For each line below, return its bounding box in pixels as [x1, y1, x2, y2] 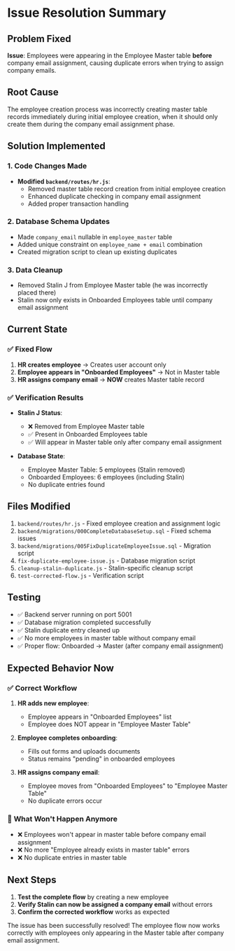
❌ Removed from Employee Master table [27, 422, 145, 431]
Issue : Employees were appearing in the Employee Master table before [7, 51, 213, 59]
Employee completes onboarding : [17, 733, 117, 742]
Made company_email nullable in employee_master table [17, 232, 173, 241]
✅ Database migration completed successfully [17, 618, 152, 626]
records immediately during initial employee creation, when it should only [7, 112, 218, 120]
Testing [7, 591, 41, 603]
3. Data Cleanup [7, 265, 63, 274]
